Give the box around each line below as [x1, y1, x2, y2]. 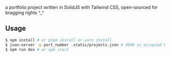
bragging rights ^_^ [5, 10, 45, 16]
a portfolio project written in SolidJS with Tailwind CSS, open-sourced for [5, 5, 158, 10]
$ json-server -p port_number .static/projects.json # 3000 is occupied [5, 42, 162, 47]
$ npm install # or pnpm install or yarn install [5, 37, 112, 42]
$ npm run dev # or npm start [5, 47, 69, 52]
